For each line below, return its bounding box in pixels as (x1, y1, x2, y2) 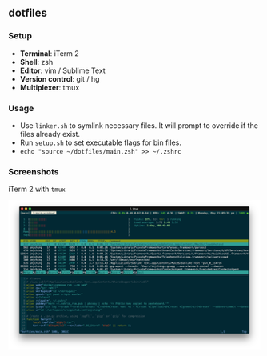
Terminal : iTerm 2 (19, 48, 80, 58)
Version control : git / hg (19, 74, 100, 83)
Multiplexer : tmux (19, 82, 80, 92)
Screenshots (8, 166, 59, 177)
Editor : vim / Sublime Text (19, 66, 106, 75)
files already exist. (19, 129, 81, 138)
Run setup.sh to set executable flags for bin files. (19, 138, 181, 147)
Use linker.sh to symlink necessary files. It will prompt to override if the (19, 120, 258, 130)
